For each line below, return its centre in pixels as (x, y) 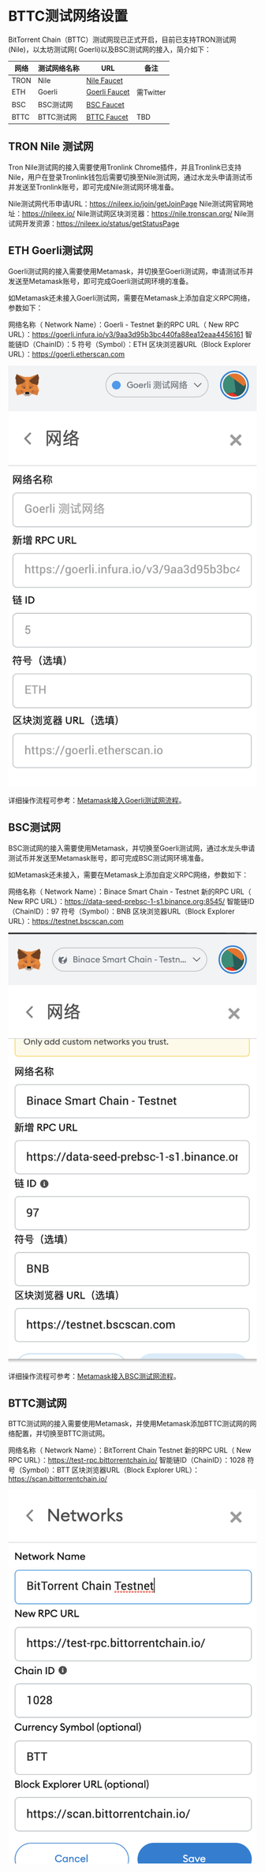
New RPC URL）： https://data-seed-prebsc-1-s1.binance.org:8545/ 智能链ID (131, 901)
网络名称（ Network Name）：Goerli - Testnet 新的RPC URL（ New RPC (124, 324)
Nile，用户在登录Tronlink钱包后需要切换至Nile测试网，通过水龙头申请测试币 (131, 177)
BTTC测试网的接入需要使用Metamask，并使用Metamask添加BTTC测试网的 (129, 1424)
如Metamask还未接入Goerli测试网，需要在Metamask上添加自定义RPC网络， (131, 297)
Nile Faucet (105, 80)
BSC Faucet (105, 104)
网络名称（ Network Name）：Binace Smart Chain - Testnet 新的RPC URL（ (130, 891)
